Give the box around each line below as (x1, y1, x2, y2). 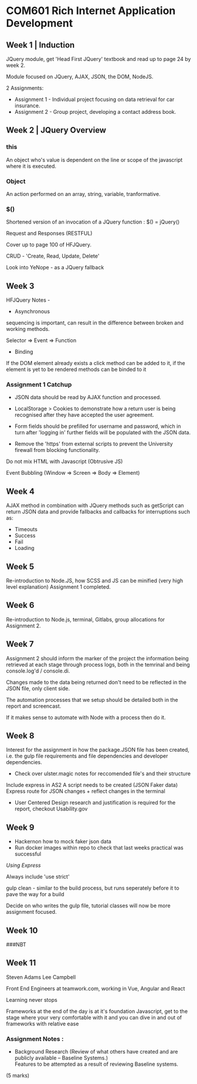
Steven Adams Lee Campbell (6, 973, 76, 981)
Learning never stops (6, 996, 57, 1003)
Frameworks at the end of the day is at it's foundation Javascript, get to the (6, 1008, 188, 1015)
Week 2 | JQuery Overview (6, 125, 107, 136)
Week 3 (6, 281, 35, 291)
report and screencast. (6, 703, 62, 710)
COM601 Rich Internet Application (6, 4, 176, 18)
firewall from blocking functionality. (14, 447, 100, 454)
